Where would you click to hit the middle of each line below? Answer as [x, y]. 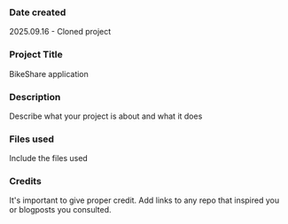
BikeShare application [49, 73]
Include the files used [49, 158]
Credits [25, 182]
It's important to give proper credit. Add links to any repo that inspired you [144, 200]
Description [35, 97]
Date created [38, 12]
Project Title [36, 55]
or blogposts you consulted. [61, 210]
